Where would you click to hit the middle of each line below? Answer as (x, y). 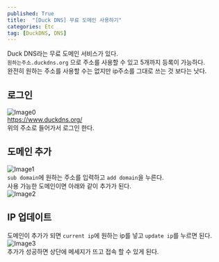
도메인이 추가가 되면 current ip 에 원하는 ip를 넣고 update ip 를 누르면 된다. (109, 235)
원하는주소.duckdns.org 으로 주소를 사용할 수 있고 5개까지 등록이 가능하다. (106, 63)
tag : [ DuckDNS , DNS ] (37, 33)
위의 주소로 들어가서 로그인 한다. (51, 128)
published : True (31, 14)
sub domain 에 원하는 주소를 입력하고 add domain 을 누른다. (86, 177)
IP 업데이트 (30, 217)
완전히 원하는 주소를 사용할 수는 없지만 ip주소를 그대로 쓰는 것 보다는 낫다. (107, 71)
